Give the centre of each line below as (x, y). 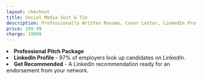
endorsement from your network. (47, 70)
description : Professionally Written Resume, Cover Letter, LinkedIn (96, 23)
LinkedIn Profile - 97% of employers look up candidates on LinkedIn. (100, 58)
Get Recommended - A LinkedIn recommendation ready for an (92, 64)
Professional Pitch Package (49, 51)
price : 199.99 (24, 29)
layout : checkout (28, 12)
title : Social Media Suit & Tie (47, 17)
